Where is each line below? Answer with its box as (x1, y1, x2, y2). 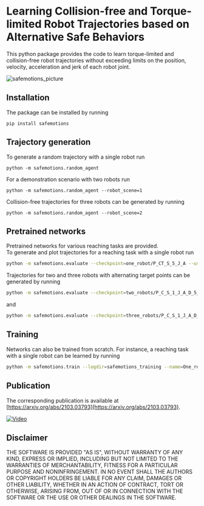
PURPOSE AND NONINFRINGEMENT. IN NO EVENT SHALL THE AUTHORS (6, 468, 193, 476)
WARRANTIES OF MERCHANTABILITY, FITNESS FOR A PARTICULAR (6, 462, 178, 469)
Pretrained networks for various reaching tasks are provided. (6, 242, 159, 250)
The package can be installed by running (6, 108, 109, 116)
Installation (6, 92, 50, 103)
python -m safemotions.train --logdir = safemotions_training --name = (6, 364, 183, 370)
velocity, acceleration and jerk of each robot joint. (6, 63, 131, 71)
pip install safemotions (6, 120, 69, 126)
